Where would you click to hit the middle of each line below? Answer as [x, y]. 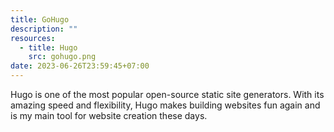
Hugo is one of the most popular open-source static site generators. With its [167, 94]
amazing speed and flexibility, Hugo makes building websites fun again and [165, 105]
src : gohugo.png [62, 57]
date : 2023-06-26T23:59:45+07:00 [80, 66]
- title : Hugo [48, 47]
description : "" [44, 29]
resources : [33, 38]
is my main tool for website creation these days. [109, 115]
